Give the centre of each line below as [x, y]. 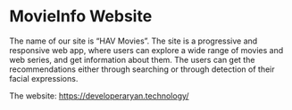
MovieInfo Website [81, 16]
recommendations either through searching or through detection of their [142, 69]
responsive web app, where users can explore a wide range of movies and [146, 50]
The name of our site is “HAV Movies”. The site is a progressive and [133, 41]
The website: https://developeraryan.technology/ [99, 96]
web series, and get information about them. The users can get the [132, 59]
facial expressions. [44, 78]
